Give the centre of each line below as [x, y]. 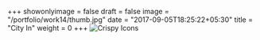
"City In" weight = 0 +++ [48, 28]
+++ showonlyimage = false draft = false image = [89, 11]
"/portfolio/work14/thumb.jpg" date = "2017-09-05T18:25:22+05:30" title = [130, 20]
